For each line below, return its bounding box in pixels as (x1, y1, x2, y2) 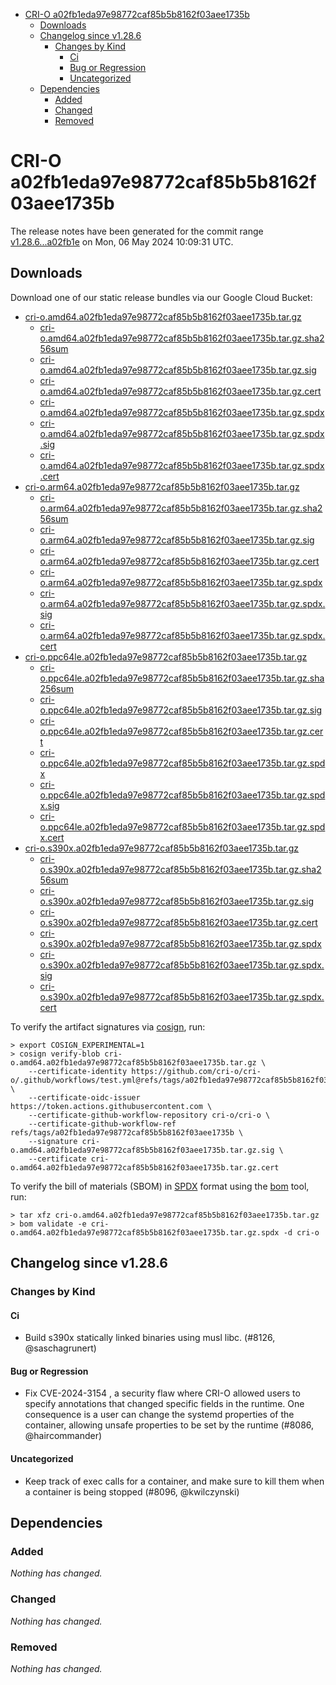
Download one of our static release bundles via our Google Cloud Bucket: (10, 291, 313, 303)
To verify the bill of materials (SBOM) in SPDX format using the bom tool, (10, 1180, 310, 1192)
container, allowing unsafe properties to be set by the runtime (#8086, (24, 1419, 315, 1431)
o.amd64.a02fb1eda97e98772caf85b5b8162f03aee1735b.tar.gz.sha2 (39, 332, 325, 344)
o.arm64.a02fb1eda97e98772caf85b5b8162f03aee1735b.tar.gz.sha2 (39, 502, 323, 514)
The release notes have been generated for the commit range (10, 225, 264, 237)
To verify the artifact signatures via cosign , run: (10, 1020, 206, 1033)
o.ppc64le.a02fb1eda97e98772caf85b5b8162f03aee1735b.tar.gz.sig (39, 704, 323, 716)
